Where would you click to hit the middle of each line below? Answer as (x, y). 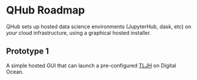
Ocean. (15, 72)
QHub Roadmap (46, 10)
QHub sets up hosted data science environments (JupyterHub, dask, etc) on (99, 26)
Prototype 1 (27, 51)
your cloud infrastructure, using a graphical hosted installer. (79, 32)
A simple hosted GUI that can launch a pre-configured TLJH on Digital (91, 65)
